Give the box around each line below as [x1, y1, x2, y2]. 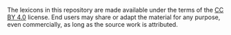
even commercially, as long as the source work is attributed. [7, 21, 178, 28]
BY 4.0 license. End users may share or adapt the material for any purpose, [7, 13, 221, 21]
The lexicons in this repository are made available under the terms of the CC [7, 6, 224, 14]
